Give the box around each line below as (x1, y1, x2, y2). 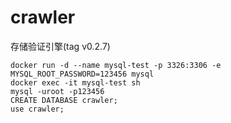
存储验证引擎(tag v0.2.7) (10, 40, 111, 52)
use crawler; (10, 104, 65, 114)
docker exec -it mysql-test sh (10, 77, 141, 88)
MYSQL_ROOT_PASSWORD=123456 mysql (10, 69, 155, 79)
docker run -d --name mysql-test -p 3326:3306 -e (10, 60, 222, 70)
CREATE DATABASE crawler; (10, 95, 118, 105)
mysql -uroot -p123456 (10, 86, 105, 96)
